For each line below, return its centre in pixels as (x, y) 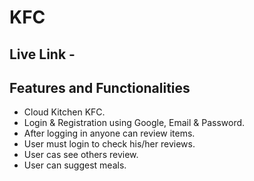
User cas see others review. (81, 155)
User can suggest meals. (75, 165)
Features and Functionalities (100, 87)
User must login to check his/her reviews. (109, 144)
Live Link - (42, 54)
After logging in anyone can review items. (109, 133)
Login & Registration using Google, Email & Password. (134, 123)
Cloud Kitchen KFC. (64, 112)
